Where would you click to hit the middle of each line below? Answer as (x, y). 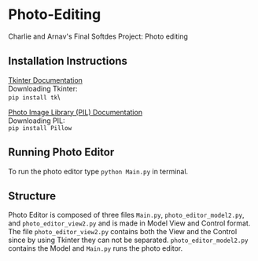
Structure (32, 196)
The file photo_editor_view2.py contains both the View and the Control (123, 232)
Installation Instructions (68, 61)
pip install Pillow (40, 128)
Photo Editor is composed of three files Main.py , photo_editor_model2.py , (126, 215)
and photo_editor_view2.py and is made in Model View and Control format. (129, 223)
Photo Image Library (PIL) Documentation (76, 112)
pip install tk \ (34, 97)
